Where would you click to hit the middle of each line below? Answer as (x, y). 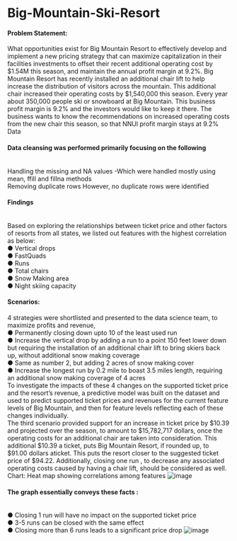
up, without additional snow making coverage (74, 355)
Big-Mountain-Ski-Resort (84, 13)
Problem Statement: (37, 33)
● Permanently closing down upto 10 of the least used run (92, 333)
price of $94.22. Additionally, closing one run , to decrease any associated (116, 461)
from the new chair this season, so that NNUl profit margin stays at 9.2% (113, 124)
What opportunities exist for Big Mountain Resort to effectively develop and (117, 49)
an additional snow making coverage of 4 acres (77, 378)
